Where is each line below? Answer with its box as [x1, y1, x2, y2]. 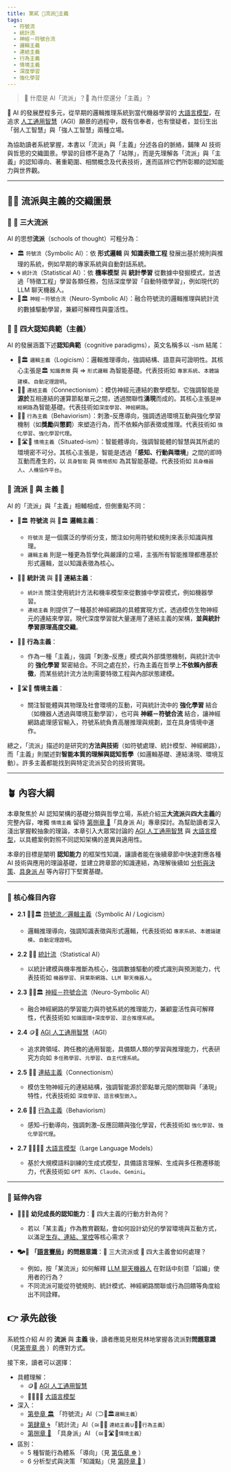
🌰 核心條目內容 [7, 893, 56, 902]
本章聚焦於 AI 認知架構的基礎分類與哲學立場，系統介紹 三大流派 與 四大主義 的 [7, 810, 221, 818]
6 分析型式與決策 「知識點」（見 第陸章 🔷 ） [27, 1457, 150, 1465]
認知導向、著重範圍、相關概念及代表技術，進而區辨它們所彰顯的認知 [25, 158, 218, 166]
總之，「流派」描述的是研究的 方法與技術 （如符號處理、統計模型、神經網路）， [7, 741, 224, 749]
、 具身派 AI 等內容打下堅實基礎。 [13, 867, 107, 876]
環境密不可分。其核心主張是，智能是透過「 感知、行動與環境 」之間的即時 [16, 448, 222, 457]
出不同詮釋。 [27, 1291, 64, 1299]
